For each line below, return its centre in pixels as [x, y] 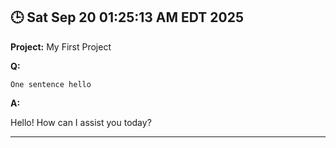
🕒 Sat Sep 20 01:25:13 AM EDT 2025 [127, 17]
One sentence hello [51, 84]
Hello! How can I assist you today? [81, 122]
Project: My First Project [61, 46]
